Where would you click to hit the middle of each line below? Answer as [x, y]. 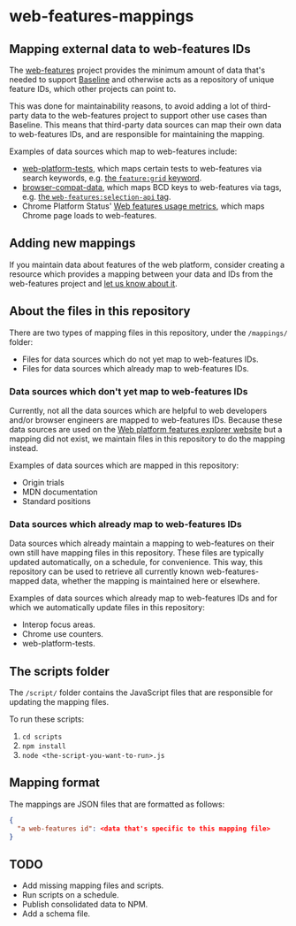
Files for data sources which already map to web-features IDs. [135, 368]
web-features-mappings [102, 16]
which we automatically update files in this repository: [107, 608]
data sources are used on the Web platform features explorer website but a [146, 429]
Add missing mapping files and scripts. [93, 885]
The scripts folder [60, 671]
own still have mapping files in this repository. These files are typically [137, 553]
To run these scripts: [47, 719]
